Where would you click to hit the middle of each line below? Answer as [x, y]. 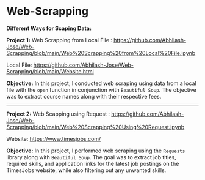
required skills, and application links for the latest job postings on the [93, 163]
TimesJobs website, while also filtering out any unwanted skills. [86, 170]
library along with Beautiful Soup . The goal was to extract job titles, [92, 157]
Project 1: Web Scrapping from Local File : [59, 40]
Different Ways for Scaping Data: [49, 28]
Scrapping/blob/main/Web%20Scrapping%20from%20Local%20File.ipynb [101, 53]
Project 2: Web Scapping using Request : [58, 114]
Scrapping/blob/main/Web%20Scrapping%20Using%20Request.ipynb [95, 127]
